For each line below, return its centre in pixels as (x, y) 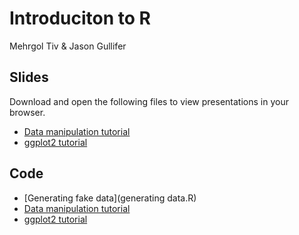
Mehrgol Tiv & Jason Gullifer (68, 46)
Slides (29, 77)
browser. (27, 112)
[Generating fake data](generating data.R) (110, 198)
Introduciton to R (80, 18)
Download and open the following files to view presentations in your (149, 101)
